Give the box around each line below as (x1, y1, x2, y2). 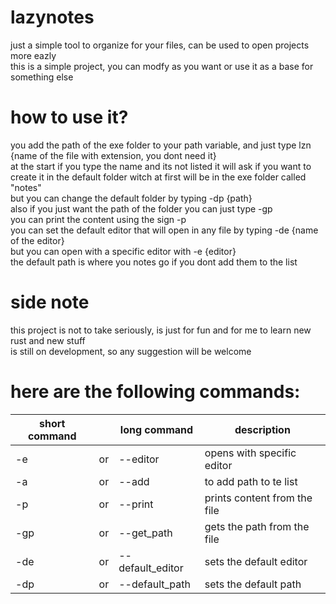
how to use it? (10, 106, 129, 129)
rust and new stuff (10, 334, 86, 346)
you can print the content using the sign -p (10, 213, 187, 225)
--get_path (118, 526, 173, 540)
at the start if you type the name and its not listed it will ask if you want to (10, 160, 312, 172)
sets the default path (204, 577, 302, 591)
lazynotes (10, 6, 95, 29)
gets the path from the (204, 519, 310, 533)
